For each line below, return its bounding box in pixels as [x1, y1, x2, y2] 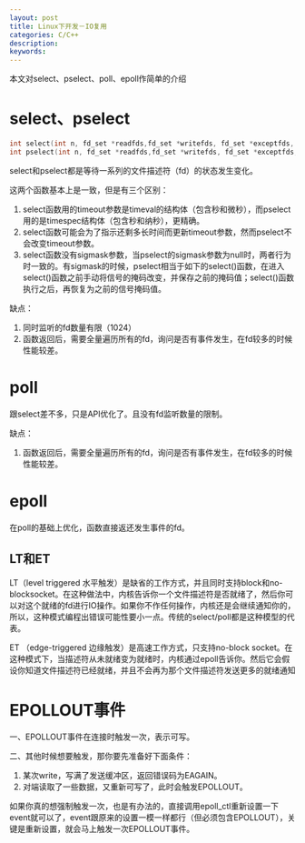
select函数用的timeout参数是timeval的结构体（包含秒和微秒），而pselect [22, 204, 291, 215]
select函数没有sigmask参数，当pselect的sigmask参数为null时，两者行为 [22, 249, 292, 260]
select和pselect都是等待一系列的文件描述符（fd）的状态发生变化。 [9, 165, 259, 176]
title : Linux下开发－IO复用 [9, 22, 107, 31]
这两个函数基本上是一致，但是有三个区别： [9, 184, 169, 196]
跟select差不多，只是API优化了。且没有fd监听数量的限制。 [9, 408, 228, 419]
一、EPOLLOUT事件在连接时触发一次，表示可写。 [9, 731, 195, 742]
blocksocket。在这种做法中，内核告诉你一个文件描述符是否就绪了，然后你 [9, 588, 286, 599]
